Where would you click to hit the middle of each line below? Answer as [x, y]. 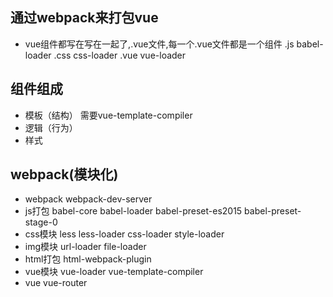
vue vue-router [56, 283]
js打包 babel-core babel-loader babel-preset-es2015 [133, 211]
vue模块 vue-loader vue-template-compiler [114, 272]
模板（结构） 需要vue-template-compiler [108, 115]
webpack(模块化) [64, 174]
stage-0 [41, 222]
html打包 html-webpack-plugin [88, 259]
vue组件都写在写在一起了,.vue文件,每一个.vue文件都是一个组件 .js [159, 44]
